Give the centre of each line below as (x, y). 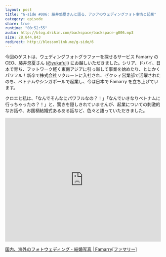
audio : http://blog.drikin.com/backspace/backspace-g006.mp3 (69, 33)
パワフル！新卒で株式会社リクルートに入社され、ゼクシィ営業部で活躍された (83, 75)
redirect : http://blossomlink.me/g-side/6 (49, 42)
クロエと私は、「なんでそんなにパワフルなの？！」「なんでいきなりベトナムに (83, 98)
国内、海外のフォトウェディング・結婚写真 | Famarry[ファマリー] (71, 249)
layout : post (19, 10)
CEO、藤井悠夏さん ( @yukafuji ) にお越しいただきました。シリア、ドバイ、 (81, 63)
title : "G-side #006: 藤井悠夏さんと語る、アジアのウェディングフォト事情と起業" (81, 14)
